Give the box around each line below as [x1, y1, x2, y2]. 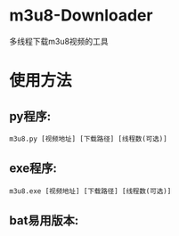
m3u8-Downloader [9, 5, 153, 26]
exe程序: [9, 161, 58, 176]
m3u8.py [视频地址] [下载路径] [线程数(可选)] [9, 134, 167, 143]
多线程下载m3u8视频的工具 [9, 36, 109, 46]
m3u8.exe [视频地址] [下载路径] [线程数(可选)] [9, 186, 172, 196]
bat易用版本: [9, 213, 79, 228]
